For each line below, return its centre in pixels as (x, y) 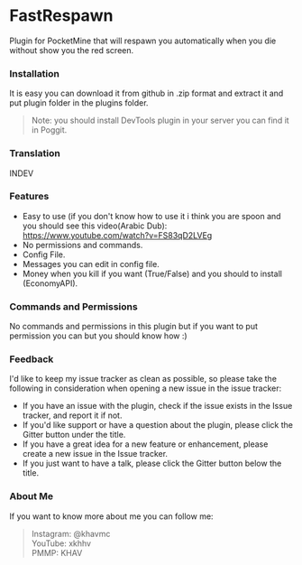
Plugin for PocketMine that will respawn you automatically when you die (143, 41)
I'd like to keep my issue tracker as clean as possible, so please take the (143, 379)
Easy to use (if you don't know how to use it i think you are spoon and (151, 216)
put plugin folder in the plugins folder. (79, 103)
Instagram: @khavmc (71, 533)
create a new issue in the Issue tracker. (95, 454)
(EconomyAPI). (50, 283)
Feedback (32, 359)
